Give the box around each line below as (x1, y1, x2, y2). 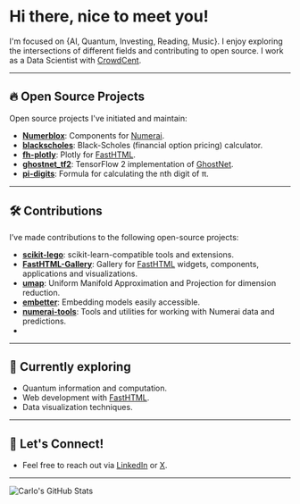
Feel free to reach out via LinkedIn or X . (21, 460, 168, 471)
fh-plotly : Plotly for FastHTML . (21, 149, 137, 160)
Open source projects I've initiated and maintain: (9, 113, 187, 123)
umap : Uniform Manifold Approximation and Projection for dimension (21, 277, 277, 288)
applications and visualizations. (21, 268, 138, 279)
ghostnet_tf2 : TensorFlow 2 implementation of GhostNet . (21, 158, 234, 169)
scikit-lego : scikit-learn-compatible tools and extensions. (21, 248, 235, 260)
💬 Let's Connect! (9, 436, 104, 451)
